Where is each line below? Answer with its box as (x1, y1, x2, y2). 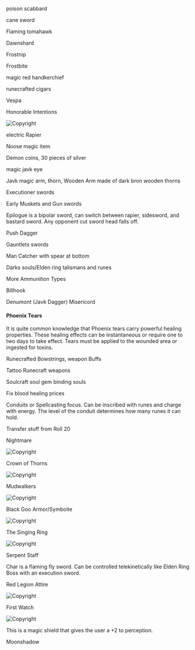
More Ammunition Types (6, 276, 66, 282)
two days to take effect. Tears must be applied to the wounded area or (6, 338, 177, 345)
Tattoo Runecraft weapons (6, 367, 71, 374)
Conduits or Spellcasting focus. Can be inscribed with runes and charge (6, 401, 181, 408)
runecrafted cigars (6, 85, 51, 92)
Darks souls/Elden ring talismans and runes (6, 264, 112, 271)
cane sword (6, 17, 35, 23)
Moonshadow (6, 638, 40, 645)
